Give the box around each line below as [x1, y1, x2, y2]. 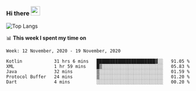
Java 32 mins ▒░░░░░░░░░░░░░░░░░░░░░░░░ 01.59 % [6, 69, 190, 75]
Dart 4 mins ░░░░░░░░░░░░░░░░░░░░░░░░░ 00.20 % [6, 79, 190, 85]
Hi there [6, 9, 30, 17]
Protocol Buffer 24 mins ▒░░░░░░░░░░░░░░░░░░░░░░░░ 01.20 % [6, 74, 190, 80]
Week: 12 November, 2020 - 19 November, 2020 [6, 48, 121, 54]
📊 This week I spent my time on [6, 34, 87, 41]
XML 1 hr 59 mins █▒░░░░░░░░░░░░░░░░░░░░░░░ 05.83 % [6, 64, 190, 70]
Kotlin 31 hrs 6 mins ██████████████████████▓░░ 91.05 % [6, 58, 190, 64]
